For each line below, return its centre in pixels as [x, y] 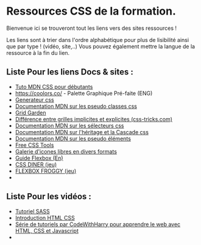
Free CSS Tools [34, 145]
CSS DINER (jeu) [36, 164]
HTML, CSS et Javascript [47, 230]
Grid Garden [30, 112]
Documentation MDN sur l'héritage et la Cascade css [82, 132]
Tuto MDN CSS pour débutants [54, 87]
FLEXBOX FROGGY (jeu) [46, 171]
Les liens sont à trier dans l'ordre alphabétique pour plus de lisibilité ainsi [98, 40]
